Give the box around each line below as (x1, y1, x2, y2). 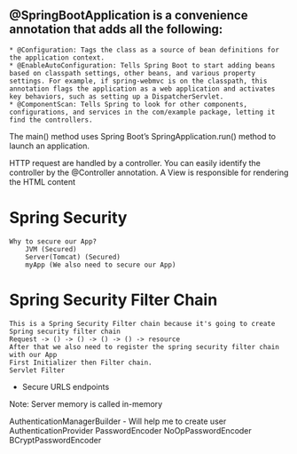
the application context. (9, 53, 105, 62)
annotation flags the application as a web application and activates (9, 84, 276, 93)
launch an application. (9, 140, 90, 151)
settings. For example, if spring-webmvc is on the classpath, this (9, 76, 268, 85)
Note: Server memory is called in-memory (9, 398, 163, 409)
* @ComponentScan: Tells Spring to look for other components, (9, 100, 248, 108)
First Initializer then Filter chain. (9, 358, 152, 367)
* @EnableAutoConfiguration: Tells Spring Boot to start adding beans (9, 60, 276, 70)
